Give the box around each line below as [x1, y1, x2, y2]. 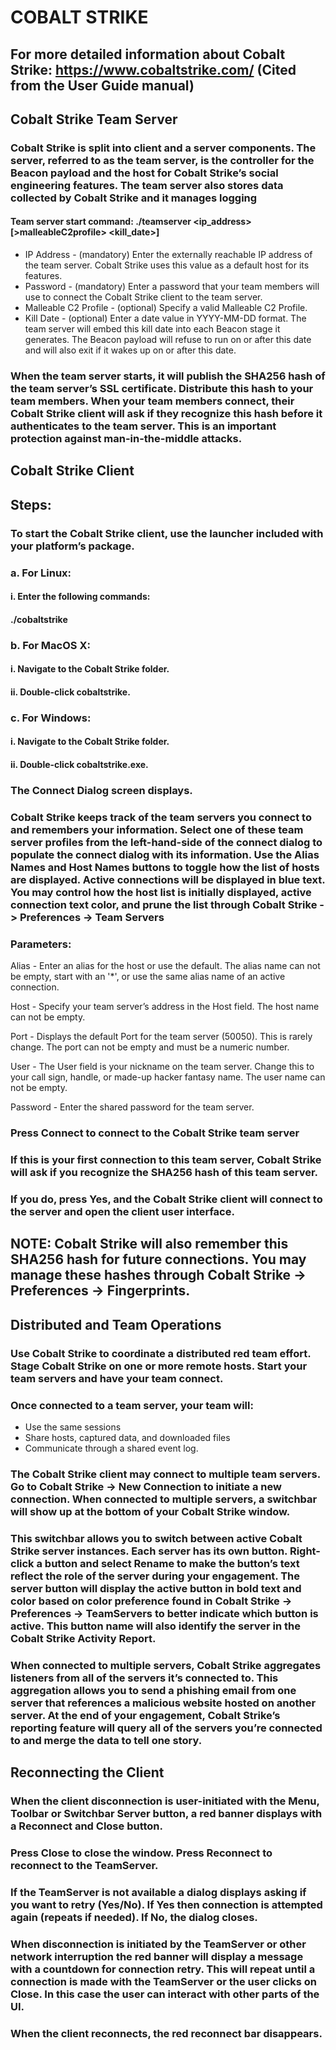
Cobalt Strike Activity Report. [10, 1631, 157, 1645]
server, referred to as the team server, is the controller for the [10, 153, 315, 167]
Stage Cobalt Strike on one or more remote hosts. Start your [10, 1359, 308, 1373]
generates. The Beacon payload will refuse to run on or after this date [24, 334, 312, 346]
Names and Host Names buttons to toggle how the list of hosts [10, 860, 320, 874]
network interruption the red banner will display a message [10, 1949, 304, 1963]
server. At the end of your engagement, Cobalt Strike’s [10, 1708, 281, 1722]
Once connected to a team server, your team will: [10, 1398, 254, 1412]
